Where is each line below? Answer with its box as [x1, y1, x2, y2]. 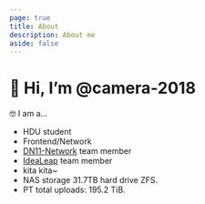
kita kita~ [22, 165, 58, 176]
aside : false [9, 38, 59, 48]
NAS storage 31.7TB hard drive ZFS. [22, 175, 159, 186]
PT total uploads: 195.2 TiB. [22, 184, 126, 196]
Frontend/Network [22, 136, 93, 147]
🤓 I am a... [9, 108, 48, 119]
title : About [9, 22, 59, 31]
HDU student [22, 127, 72, 138]
